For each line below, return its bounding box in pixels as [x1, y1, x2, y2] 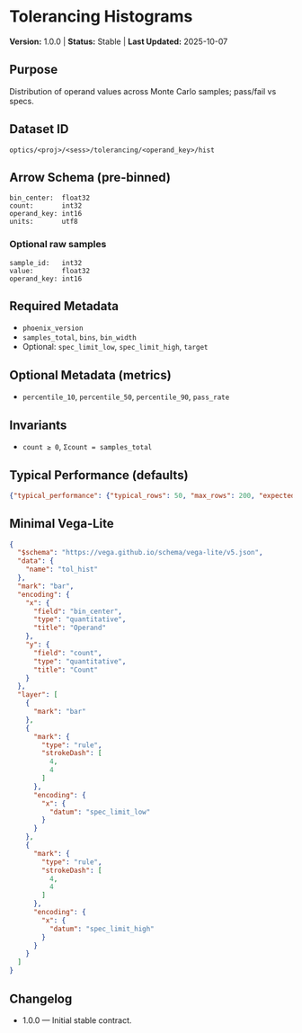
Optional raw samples [9, 238, 107, 251]
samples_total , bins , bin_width [22, 332, 137, 343]
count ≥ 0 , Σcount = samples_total [22, 441, 153, 452]
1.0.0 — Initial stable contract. [22, 1014, 132, 1026]
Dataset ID [9, 121, 69, 137]
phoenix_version [22, 324, 84, 334]
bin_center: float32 [9, 193, 91, 203]
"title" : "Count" [32, 665, 99, 674]
